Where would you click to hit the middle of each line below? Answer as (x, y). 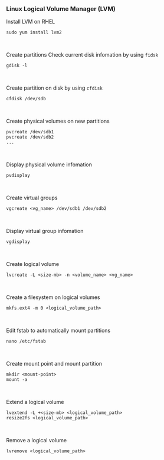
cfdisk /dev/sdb (26, 99)
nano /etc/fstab (26, 341)
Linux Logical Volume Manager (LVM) (61, 9)
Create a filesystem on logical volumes (53, 297)
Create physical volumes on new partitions (58, 121)
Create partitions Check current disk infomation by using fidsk (82, 55)
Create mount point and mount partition (54, 364)
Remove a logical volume (37, 441)
